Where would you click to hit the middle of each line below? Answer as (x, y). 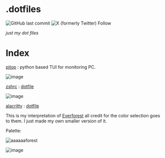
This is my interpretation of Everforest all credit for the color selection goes (83, 115)
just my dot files (22, 33)
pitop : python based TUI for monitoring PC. (51, 67)
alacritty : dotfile (22, 106)
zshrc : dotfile (20, 86)
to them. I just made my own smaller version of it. (56, 121)
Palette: (13, 130)
